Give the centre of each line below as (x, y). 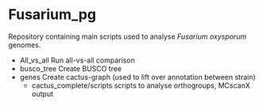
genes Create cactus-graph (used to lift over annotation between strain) (137, 77)
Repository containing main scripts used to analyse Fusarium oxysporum (128, 36)
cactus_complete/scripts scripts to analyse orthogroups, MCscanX (141, 85)
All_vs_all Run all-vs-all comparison (77, 60)
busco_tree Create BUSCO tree (71, 68)
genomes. (25, 44)
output (43, 93)
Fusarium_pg (52, 15)
